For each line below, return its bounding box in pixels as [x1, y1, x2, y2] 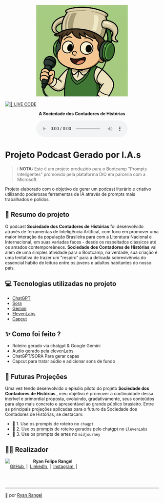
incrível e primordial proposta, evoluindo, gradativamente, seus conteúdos [5, 396, 155, 402]
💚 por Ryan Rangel [5, 492, 42, 498]
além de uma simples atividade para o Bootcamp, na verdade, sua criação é [5, 249, 158, 255]
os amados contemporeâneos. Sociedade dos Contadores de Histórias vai [5, 244, 157, 250]
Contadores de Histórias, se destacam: [5, 411, 84, 417]
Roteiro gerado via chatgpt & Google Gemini [12, 343, 101, 349]
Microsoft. [17, 176, 38, 182]
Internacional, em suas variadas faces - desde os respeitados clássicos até [5, 239, 157, 245]
